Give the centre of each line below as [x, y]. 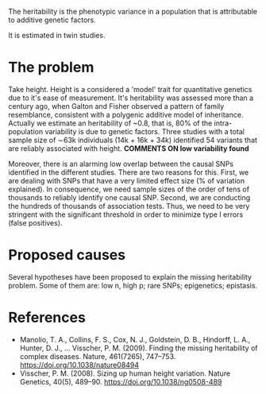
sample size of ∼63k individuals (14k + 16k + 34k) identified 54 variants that [133, 140]
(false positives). [35, 222]
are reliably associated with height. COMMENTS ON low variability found [129, 148]
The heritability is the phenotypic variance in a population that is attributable [133, 12]
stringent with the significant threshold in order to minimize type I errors [126, 214]
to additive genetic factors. [52, 20]
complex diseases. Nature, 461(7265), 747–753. [98, 356]
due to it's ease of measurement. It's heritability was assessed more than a [131, 98]
